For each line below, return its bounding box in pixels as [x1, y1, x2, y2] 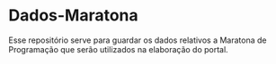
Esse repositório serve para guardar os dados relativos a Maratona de [8, 35, 267, 45]
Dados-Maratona [8, 5, 138, 26]
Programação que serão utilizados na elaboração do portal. [8, 44, 228, 54]
